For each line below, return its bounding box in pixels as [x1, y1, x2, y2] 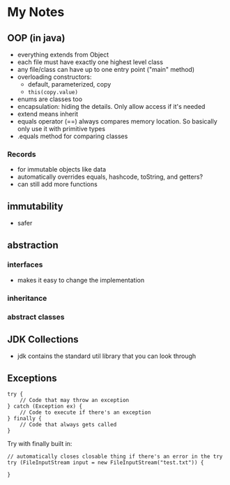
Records [7, 149, 36, 159]
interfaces [7, 260, 43, 269]
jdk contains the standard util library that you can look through [17, 352, 197, 360]
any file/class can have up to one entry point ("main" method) [17, 66, 195, 73]
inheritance [7, 293, 47, 303]
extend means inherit [17, 110, 79, 118]
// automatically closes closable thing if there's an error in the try [7, 453, 223, 461]
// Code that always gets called [20, 421, 117, 428]
